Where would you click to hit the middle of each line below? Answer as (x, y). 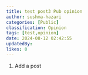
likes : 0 (17, 49)
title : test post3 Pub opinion (44, 11)
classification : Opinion (36, 28)
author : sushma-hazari (34, 17)
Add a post (28, 66)
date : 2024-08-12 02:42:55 (39, 38)
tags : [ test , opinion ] (33, 33)
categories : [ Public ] (33, 22)
